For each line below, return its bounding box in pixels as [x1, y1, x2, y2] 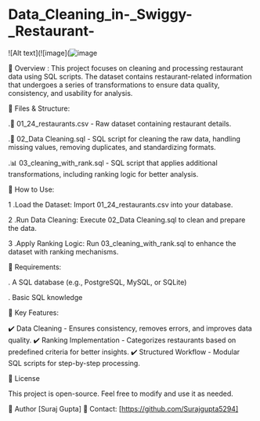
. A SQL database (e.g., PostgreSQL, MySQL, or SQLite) [8, 277, 187, 287]
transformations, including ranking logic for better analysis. [8, 169, 199, 178]
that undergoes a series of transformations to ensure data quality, [8, 80, 220, 90]
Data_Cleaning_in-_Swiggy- [8, 5, 193, 24]
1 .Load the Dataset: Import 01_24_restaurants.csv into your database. [8, 200, 233, 209]
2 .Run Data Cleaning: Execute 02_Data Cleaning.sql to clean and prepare [8, 214, 246, 225]
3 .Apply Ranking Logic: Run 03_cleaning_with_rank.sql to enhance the [8, 238, 237, 248]
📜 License [8, 373, 41, 383]
